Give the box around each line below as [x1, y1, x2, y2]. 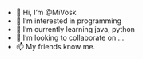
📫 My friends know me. [15, 42, 96, 51]
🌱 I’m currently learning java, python [15, 25, 136, 33]
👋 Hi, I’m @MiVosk [15, 8, 77, 17]
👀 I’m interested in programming [15, 16, 122, 26]
